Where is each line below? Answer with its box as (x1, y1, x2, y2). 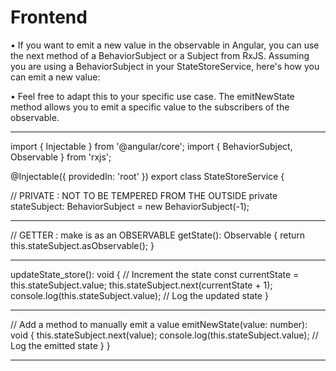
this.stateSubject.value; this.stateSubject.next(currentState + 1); (10, 279, 273, 291)
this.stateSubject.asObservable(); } (10, 239, 155, 251)
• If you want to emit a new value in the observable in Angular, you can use (10, 39, 320, 51)
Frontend (10, 6, 88, 29)
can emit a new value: (10, 71, 101, 83)
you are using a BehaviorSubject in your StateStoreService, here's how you (10, 60, 320, 72)
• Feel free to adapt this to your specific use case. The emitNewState (10, 90, 295, 102)
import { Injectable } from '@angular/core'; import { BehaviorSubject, (10, 140, 293, 152)
